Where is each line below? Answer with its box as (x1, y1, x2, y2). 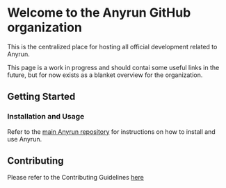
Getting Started (7, 91, 76, 103)
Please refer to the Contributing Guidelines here (7, 173, 144, 182)
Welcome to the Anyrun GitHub (7, 5, 191, 21)
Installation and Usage (7, 112, 85, 121)
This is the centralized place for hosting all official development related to (7, 42, 218, 51)
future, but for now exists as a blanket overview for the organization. (7, 71, 203, 79)
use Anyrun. (7, 135, 42, 143)
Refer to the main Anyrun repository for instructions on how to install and (7, 127, 216, 136)
